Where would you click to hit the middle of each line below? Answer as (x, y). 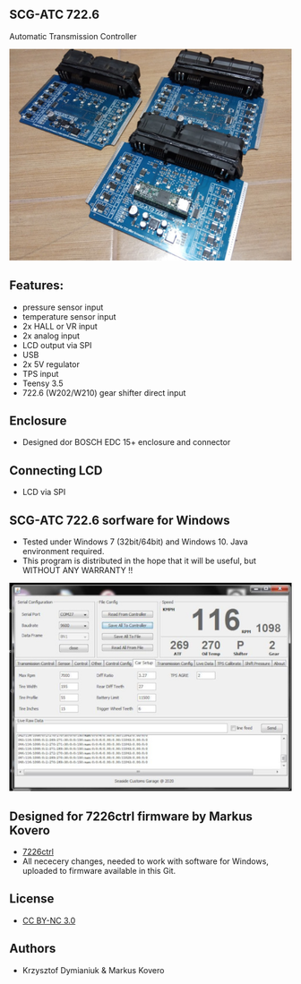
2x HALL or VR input (60, 326)
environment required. (63, 552)
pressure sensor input (63, 307)
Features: (37, 286)
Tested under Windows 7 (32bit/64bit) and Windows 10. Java (135, 542)
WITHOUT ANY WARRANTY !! (77, 570)
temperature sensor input (69, 316)
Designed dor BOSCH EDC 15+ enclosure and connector (126, 442)
